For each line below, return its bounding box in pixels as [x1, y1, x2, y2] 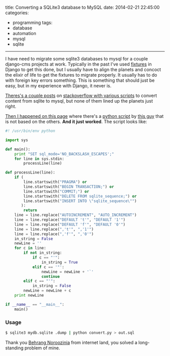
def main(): [5, 147, 30, 152]
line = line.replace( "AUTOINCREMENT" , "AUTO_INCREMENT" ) [14, 213, 137, 218]
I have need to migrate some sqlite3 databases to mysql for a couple [5, 56, 148, 61]
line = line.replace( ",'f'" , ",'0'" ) [14, 231, 94, 237]
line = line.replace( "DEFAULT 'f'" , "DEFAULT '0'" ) [14, 222, 125, 227]
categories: [5, 10, 29, 16]
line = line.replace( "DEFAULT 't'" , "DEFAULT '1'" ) [14, 217, 125, 222]
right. [5, 104, 17, 109]
